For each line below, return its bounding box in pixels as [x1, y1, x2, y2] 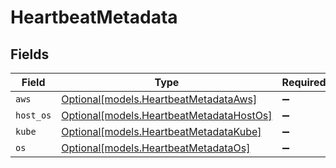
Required [281, 76, 327, 89]
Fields [10, 46, 50, 63]
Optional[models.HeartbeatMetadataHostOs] [61, 109, 273, 122]
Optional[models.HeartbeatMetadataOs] [61, 141, 251, 155]
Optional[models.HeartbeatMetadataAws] [61, 92, 258, 106]
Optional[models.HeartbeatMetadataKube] [61, 125, 262, 138]
